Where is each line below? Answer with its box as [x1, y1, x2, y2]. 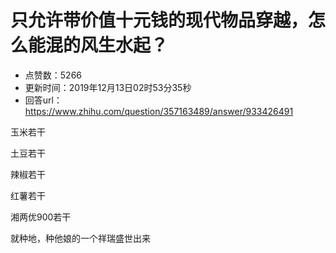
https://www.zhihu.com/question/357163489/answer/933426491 [24, 105, 294, 117]
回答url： [24, 94, 63, 106]
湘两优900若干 [10, 211, 72, 223]
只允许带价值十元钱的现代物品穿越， [10, 9, 309, 32]
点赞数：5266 [24, 69, 83, 81]
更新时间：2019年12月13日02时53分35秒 [24, 81, 192, 93]
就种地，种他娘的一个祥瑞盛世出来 [10, 232, 151, 244]
